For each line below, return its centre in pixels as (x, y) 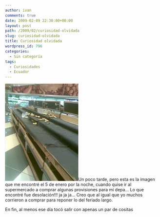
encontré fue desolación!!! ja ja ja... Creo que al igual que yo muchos (74, 195)
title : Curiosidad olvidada (34, 41)
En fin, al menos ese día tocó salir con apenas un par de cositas (69, 210)
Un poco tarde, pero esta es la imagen (117, 180)
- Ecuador (19, 72)
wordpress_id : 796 (24, 46)
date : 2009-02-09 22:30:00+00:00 (39, 20)
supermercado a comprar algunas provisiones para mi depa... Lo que (74, 190)
